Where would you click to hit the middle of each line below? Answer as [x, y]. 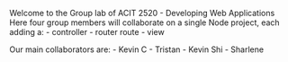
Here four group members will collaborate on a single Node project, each [145, 22]
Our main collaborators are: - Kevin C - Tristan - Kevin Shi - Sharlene [136, 49]
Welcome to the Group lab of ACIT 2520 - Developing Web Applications [142, 13]
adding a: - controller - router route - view [87, 32]
